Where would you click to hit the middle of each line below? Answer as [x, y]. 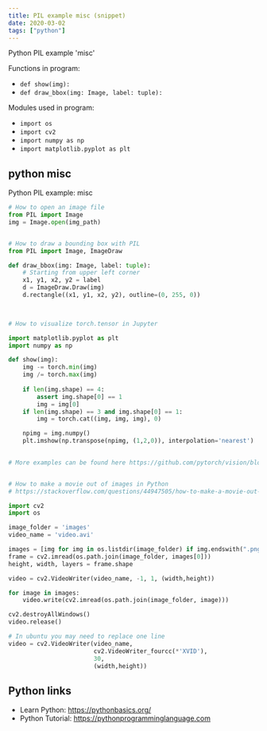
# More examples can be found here [67, 463]
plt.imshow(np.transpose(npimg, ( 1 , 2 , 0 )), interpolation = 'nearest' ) [138, 441]
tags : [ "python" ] [37, 30]
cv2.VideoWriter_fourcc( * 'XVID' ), [151, 651]
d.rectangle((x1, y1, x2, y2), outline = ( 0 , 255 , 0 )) [112, 295]
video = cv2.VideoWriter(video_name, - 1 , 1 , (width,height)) [112, 578]
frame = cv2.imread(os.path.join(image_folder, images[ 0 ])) [110, 557]
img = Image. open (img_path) [55, 222]
